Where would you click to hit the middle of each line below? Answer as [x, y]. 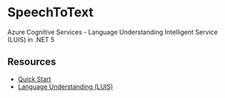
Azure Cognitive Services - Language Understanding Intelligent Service [112, 32]
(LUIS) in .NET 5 [31, 39]
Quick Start [34, 79]
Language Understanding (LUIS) [65, 87]
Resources [32, 62]
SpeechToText [51, 12]
